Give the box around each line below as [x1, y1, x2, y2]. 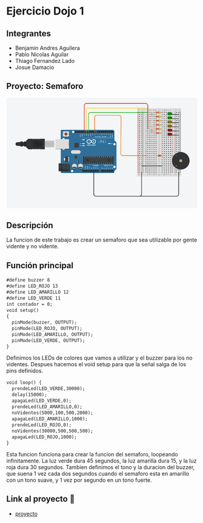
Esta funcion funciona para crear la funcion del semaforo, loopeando [6, 451, 178, 458]
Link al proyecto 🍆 [6, 494, 75, 504]
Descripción [6, 220, 53, 231]
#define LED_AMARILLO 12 [6, 289, 69, 295]
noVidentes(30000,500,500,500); [12, 428, 94, 434]
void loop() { [6, 380, 42, 386]
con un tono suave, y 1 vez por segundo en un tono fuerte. [6, 476, 153, 484]
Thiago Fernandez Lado [15, 58, 75, 64]
